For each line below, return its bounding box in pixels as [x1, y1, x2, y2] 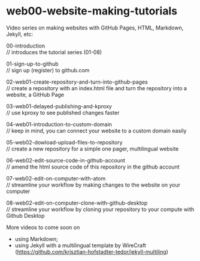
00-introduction [6, 42, 46, 49]
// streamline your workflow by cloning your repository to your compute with [6, 206, 195, 213]
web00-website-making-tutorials [6, 4, 178, 18]
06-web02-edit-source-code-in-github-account [6, 156, 126, 164]
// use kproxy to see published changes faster [6, 109, 120, 116]
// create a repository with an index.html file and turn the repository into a [6, 84, 187, 91]
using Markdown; [14, 235, 58, 242]
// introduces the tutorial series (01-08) [6, 48, 102, 55]
